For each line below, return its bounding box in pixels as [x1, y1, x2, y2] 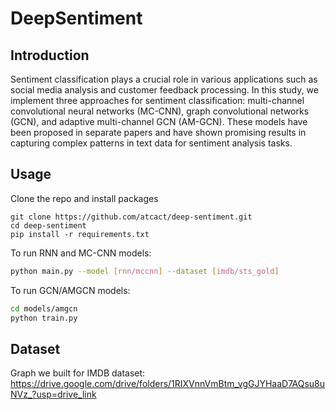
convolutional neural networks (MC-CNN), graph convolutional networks [10, 105, 310, 117]
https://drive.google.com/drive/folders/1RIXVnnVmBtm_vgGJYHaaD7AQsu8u [10, 378, 326, 390]
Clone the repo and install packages [10, 192, 159, 204]
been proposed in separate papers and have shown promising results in [10, 127, 307, 138]
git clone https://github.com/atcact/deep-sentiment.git [10, 212, 253, 222]
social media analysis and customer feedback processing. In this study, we [10, 84, 319, 96]
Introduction [10, 47, 90, 64]
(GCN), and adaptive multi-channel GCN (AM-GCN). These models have [10, 116, 308, 127]
